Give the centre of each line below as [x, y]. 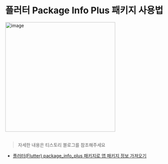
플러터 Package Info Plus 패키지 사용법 [84, 10]
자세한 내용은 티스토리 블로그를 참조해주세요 [62, 145]
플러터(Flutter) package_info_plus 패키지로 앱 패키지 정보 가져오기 [80, 155]
